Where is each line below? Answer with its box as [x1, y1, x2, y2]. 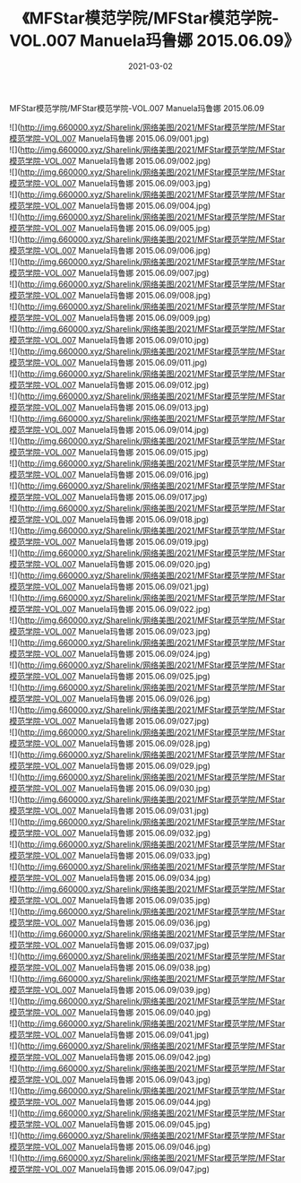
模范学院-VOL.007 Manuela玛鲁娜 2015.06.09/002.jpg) [9, 155, 211, 166]
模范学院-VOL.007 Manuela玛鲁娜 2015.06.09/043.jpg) [9, 1074, 211, 1084]
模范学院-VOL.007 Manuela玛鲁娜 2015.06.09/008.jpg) [9, 289, 211, 300]
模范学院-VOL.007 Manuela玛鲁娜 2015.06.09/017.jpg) [9, 491, 208, 502]
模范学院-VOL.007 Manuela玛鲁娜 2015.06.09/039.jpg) [9, 984, 211, 995]
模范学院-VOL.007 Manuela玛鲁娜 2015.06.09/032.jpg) [9, 827, 211, 838]
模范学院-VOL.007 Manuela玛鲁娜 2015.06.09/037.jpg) [9, 939, 210, 950]
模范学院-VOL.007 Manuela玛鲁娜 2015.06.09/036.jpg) [9, 917, 211, 928]
